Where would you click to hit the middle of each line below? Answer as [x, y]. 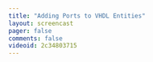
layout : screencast [41, 23]
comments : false [35, 38]
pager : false [30, 31]
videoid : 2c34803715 [43, 46]
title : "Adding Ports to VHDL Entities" [77, 16]
